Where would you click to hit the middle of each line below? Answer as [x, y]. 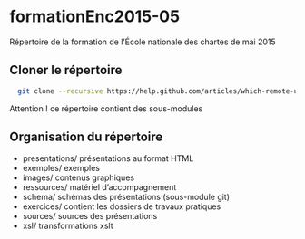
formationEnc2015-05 [94, 17]
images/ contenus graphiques [78, 177]
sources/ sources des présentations [90, 216]
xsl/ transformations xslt [68, 226]
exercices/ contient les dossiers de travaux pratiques [122, 206]
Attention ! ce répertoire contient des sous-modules [106, 108]
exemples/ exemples [61, 168]
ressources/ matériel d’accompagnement [99, 187]
